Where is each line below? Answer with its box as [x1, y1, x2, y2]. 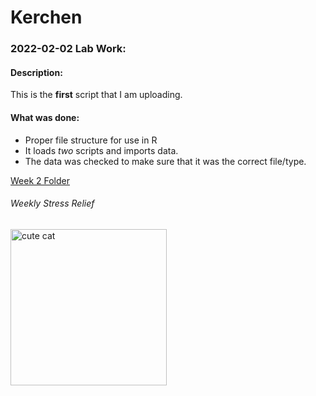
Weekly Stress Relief [10, 197, 95, 210]
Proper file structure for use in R [24, 134, 158, 146]
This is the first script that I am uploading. [10, 89, 183, 101]
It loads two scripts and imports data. [24, 144, 179, 156]
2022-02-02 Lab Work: [10, 42, 127, 56]
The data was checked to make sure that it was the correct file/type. [24, 155, 307, 167]
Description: [10, 66, 63, 78]
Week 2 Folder [10, 174, 71, 186]
